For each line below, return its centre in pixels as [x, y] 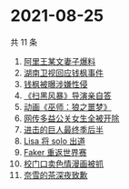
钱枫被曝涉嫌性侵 [55, 84]
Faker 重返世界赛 [55, 152]
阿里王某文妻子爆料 [60, 61]
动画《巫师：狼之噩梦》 [67, 106]
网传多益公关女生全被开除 [71, 118]
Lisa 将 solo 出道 [54, 141]
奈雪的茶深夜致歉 [55, 174]
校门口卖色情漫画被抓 [63, 164]
